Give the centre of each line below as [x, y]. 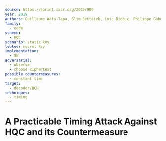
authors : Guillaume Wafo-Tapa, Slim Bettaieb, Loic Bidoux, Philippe [78, 19]
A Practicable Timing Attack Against [81, 121]
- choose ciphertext [31, 70]
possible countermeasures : [33, 74]
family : [13, 23]
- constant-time [26, 79]
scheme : [13, 33]
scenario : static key [27, 42]
